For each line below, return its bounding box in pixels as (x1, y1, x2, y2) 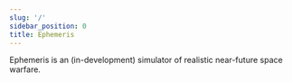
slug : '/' (9, 13, 47, 23)
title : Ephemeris (9, 30, 75, 39)
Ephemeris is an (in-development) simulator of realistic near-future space (9, 55, 283, 66)
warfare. (9, 64, 41, 75)
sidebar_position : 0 (9, 22, 88, 31)
